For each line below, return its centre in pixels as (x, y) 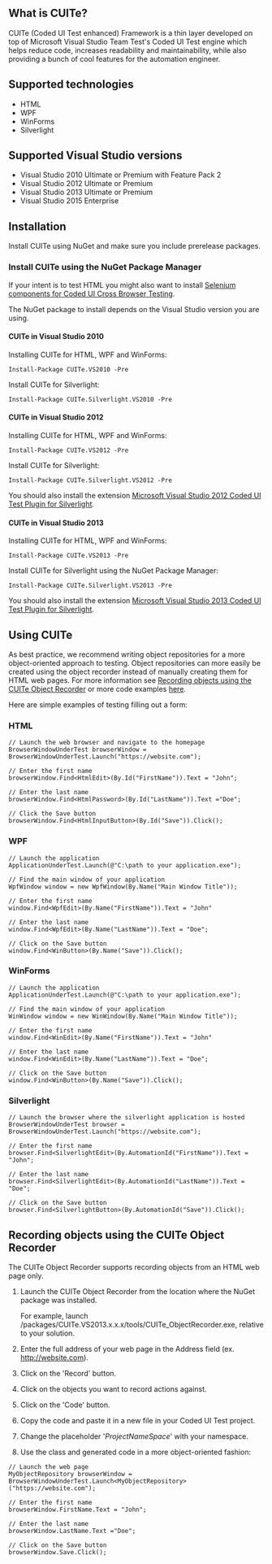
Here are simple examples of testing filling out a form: (98, 704)
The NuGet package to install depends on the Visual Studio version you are (134, 309)
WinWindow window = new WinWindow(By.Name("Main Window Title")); (123, 1016)
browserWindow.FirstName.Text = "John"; (78, 1510)
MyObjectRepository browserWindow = (70, 1474)
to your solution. (47, 1333)
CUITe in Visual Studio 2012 (56, 417)
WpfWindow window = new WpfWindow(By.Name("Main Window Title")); (123, 886)
